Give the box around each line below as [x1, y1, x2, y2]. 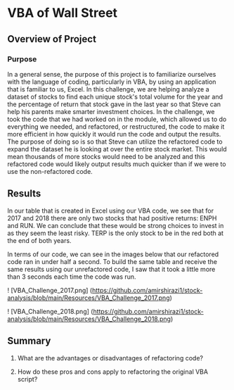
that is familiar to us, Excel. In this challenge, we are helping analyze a [7, 84, 209, 93]
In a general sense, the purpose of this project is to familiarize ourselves [7, 70, 216, 78]
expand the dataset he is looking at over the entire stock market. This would [7, 144, 227, 153]
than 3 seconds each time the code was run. [7, 272, 136, 281]
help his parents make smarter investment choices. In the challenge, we [7, 107, 215, 115]
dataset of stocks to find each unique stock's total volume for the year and [7, 92, 223, 101]
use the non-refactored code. [7, 167, 93, 175]
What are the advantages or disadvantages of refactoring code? [17, 353, 204, 362]
